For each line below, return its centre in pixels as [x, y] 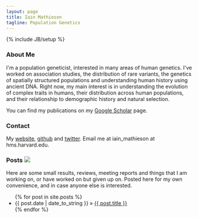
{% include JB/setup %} [35, 40]
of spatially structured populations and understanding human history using [97, 80]
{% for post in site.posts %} [48, 197]
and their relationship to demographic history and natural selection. [88, 99]
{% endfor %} [32, 210]
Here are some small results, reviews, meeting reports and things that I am [97, 173]
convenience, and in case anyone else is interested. [69, 186]
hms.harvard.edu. [27, 145]
